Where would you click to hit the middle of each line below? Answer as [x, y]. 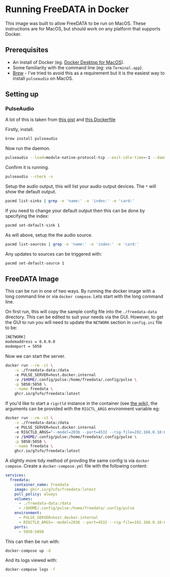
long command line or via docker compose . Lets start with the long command [84, 297]
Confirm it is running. [27, 168]
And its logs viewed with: [31, 560]
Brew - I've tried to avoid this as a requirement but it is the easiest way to [89, 73]
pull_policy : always [36, 494]
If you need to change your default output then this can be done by [75, 211]
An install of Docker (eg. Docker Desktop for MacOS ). [69, 62]
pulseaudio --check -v [29, 177]
